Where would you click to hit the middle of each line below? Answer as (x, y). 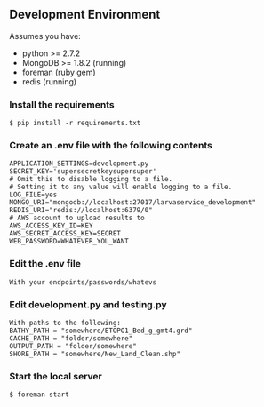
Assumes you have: (45, 36)
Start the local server (56, 376)
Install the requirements (62, 104)
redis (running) (49, 81)
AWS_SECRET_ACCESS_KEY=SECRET (65, 234)
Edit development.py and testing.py (88, 304)
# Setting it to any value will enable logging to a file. (121, 187)
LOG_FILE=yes (33, 195)
